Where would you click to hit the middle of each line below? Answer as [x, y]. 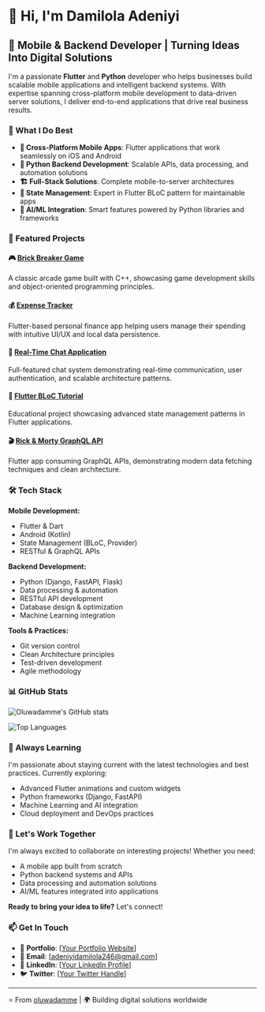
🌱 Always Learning [45, 747]
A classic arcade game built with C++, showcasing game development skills [131, 278]
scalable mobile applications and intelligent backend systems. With [117, 85]
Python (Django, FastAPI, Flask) [71, 581]
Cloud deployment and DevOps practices [86, 814]
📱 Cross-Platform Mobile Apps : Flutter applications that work [120, 148]
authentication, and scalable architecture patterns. [90, 378]
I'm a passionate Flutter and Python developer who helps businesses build [130, 77]
